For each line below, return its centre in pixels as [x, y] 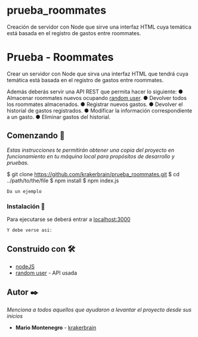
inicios [15, 316]
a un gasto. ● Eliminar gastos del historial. [59, 117]
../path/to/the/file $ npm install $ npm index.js [63, 180]
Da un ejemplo [24, 191]
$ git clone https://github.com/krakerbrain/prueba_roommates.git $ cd [93, 174]
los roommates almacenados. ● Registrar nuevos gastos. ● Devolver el [95, 104]
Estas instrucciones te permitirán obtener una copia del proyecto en [91, 150]
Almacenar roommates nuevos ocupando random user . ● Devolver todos [97, 98]
